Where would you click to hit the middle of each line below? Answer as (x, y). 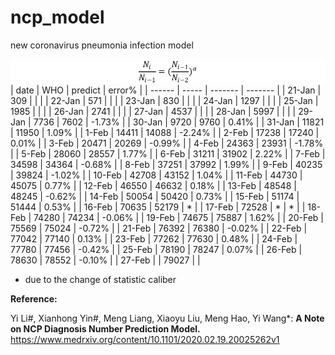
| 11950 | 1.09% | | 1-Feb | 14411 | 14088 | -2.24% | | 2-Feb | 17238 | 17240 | (165, 132)
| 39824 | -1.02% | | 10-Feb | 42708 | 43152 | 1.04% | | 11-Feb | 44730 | (156, 175)
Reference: (34, 298)
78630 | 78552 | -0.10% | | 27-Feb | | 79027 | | (105, 260)
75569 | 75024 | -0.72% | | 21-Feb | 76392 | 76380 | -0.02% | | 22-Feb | (159, 228)
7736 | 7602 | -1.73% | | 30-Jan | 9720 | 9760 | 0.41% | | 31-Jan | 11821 (179, 122)
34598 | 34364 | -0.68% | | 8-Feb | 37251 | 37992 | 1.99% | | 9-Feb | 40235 (166, 164)
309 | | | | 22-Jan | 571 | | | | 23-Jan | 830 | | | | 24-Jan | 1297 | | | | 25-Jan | (164, 100)
